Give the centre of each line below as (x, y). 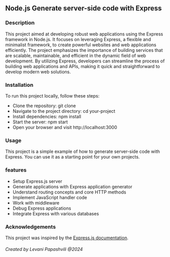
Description (20, 23)
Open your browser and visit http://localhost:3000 (65, 127)
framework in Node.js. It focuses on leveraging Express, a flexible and (78, 39)
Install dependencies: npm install (47, 116)
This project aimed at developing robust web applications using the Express (84, 34)
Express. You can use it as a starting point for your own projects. (73, 157)
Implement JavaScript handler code (50, 197)
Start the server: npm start (40, 122)
